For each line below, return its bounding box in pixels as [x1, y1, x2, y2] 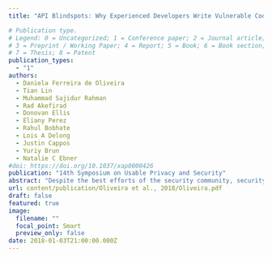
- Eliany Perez [15, 116, 67, 125]
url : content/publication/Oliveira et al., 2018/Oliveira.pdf [8, 184, 223, 192]
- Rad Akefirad [15, 102, 67, 110]
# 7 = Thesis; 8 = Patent [8, 49, 96, 57]
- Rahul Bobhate [15, 124, 70, 133]
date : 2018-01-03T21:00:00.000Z [8, 237, 117, 245]
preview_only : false [15, 230, 85, 238]
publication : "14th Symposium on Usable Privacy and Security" [8, 169, 227, 178]
